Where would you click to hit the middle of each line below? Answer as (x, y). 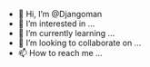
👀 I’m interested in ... (56, 24)
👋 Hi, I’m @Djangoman (60, 14)
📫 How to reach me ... (60, 53)
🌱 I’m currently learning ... (66, 33)
